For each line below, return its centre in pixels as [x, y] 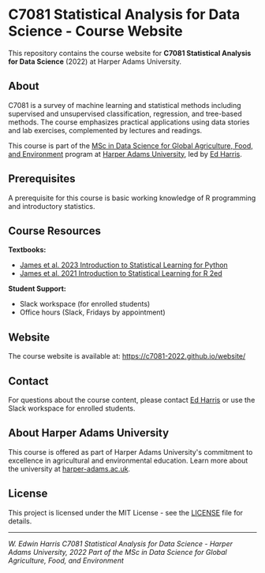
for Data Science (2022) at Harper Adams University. [95, 61]
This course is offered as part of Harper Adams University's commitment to [131, 452]
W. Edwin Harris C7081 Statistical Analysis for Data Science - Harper [121, 543]
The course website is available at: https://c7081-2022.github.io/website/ [127, 356]
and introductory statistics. [52, 206]
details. [20, 521]
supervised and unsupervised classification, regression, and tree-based [125, 113]
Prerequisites [42, 179]
